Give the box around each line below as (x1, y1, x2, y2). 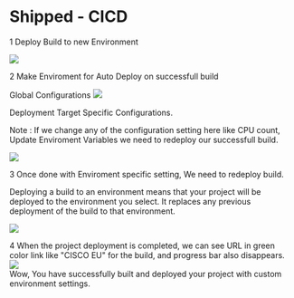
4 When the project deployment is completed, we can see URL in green (9, 240, 276, 251)
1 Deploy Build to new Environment (9, 36, 138, 47)
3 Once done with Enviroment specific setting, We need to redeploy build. (9, 168, 285, 179)
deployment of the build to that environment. (9, 206, 176, 216)
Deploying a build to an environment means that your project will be (9, 186, 261, 197)
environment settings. (9, 278, 90, 289)
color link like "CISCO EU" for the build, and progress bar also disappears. (9, 249, 285, 260)
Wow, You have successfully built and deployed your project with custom (9, 268, 282, 279)
